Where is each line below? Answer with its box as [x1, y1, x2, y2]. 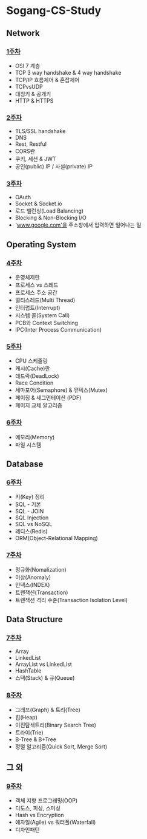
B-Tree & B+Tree [15, 736, 56, 743]
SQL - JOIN [15, 508, 44, 515]
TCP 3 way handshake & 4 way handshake [15, 69, 122, 76]
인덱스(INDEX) [15, 581, 50, 588]
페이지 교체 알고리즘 [15, 402, 62, 409]
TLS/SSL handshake [15, 128, 66, 135]
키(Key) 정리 [15, 493, 45, 501]
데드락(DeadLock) [15, 372, 59, 380]
